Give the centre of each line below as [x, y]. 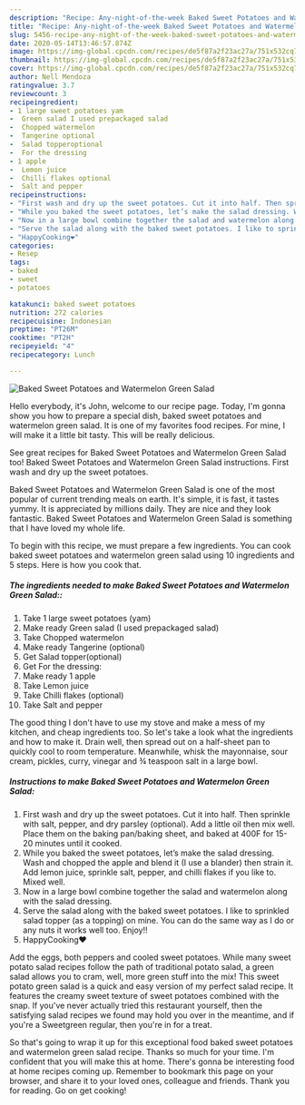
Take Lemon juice [55, 685]
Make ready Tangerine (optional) [84, 647]
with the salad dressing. [67, 901]
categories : [32, 246]
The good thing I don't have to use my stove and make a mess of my [138, 722]
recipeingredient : [44, 102]
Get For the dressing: [62, 666]
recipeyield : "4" [42, 347]
